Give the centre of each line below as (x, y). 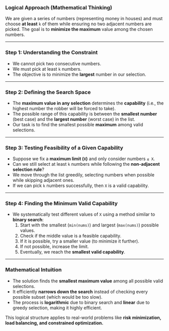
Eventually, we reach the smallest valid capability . (73, 252)
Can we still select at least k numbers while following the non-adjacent (86, 164)
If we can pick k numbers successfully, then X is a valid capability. (81, 185)
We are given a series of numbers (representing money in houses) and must (84, 19)
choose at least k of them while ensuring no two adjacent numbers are (78, 24)
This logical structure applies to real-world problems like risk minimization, (83, 317)
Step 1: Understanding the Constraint (52, 53)
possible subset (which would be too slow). (57, 297)
